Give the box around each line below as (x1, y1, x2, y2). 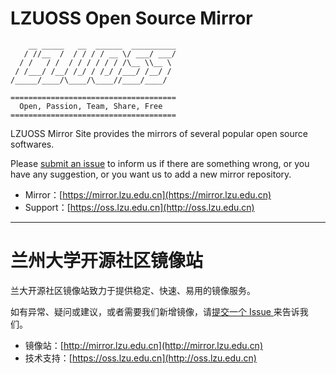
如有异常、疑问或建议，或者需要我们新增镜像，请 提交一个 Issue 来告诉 (10, 305, 300, 317)
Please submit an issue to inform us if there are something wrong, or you (10, 157, 310, 169)
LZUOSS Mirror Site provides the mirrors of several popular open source (10, 127, 308, 139)
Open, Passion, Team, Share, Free (19, 101, 163, 111)
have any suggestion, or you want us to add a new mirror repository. (10, 168, 292, 180)
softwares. (10, 138, 55, 150)
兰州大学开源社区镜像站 (10, 250, 204, 272)
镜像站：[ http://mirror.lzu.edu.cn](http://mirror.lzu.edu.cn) (24, 339, 264, 351)
